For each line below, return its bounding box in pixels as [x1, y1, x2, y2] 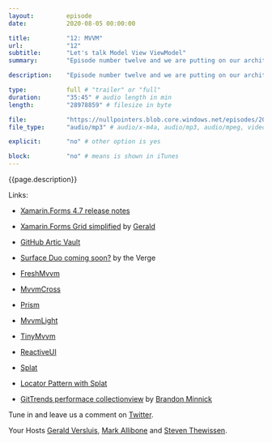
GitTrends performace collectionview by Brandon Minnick [19, 394, 213, 403]
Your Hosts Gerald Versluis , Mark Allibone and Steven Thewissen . [8, 426, 228, 435]
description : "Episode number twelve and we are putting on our [8, 71, 241, 79]
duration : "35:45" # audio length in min [8, 93, 172, 101]
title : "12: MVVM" [8, 34, 104, 42]
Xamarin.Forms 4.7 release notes [19, 206, 130, 215]
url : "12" [8, 41, 82, 49]
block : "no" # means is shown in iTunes [8, 152, 180, 160]
